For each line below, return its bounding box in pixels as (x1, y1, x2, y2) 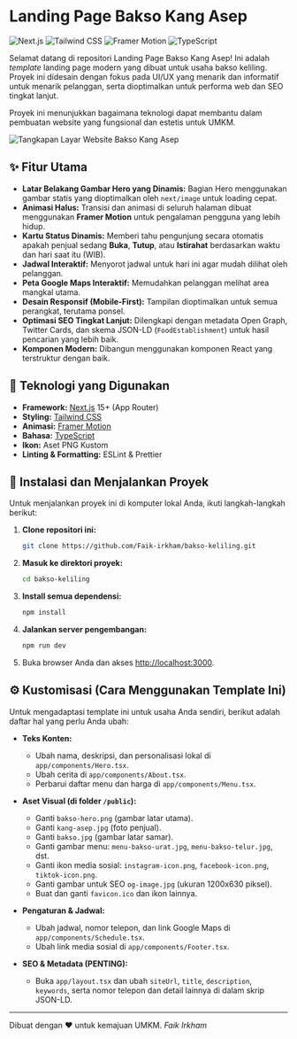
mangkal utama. (21, 286, 81, 298)
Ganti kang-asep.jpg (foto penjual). (34, 822, 162, 833)
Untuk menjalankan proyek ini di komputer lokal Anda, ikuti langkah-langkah (9, 498, 286, 508)
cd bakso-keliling (21, 575, 90, 584)
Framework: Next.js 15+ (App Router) (21, 401, 159, 413)
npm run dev (21, 641, 66, 650)
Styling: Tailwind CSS (21, 411, 103, 422)
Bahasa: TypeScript (21, 430, 95, 440)
